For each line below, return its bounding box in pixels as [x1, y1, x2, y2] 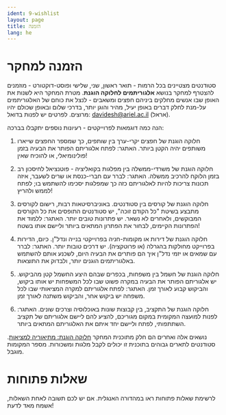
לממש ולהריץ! [16, 186, 53, 195]
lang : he [7, 29, 32, 36]
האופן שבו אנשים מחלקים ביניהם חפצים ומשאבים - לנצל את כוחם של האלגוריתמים [7, 96, 220, 104]
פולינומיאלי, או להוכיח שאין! [16, 151, 88, 160]
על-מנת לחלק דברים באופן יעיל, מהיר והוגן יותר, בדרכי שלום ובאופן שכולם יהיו [7, 103, 207, 112]
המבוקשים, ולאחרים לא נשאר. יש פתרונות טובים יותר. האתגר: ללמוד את [16, 214, 202, 223]
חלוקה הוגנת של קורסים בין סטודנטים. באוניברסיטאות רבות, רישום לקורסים [16, 200, 209, 208]
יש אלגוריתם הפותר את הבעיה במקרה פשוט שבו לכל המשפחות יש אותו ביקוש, [16, 277, 217, 286]
